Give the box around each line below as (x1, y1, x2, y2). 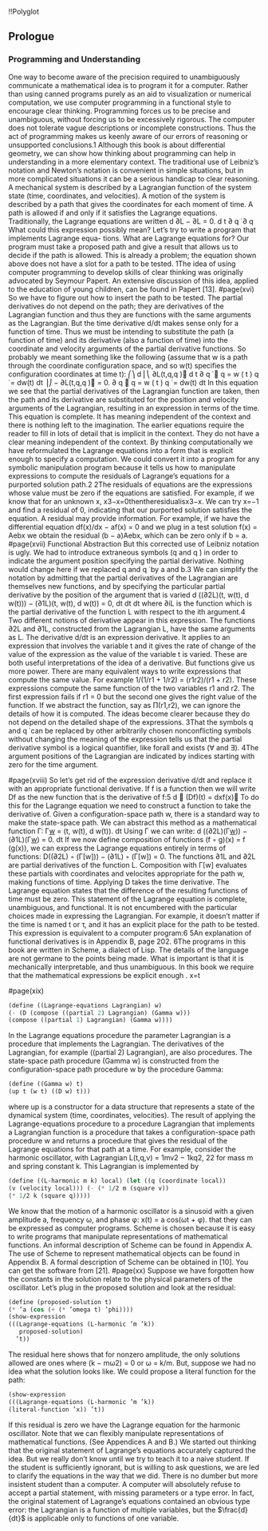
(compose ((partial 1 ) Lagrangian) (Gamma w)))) (8, 1016, 173, 1024)
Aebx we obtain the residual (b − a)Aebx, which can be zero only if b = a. (8, 531, 248, 540)
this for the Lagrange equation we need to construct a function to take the (8, 801, 251, 810)
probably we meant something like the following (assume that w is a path (8, 352, 249, 362)
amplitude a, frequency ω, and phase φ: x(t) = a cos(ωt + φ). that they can (8, 1215, 253, 1224)
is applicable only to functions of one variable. (27, 1513, 179, 1523)
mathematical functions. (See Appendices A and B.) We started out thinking (8, 1437, 257, 1446)
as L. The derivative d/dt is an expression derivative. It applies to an (8, 632, 231, 642)
